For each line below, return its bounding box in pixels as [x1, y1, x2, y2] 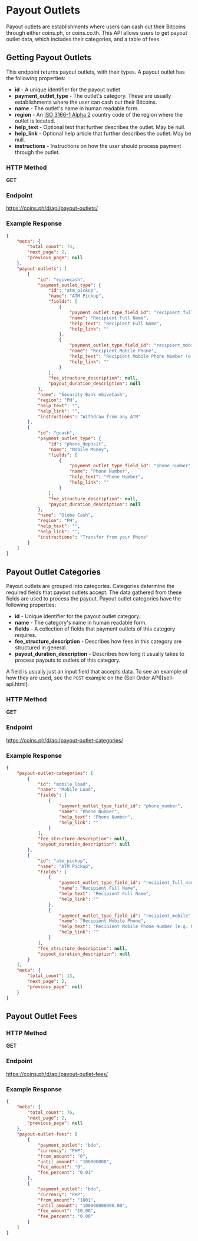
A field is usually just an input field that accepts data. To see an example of [6, 668, 188, 675]
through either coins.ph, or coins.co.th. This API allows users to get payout [6, 29, 187, 36]
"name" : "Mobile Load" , [37, 787, 96, 793]
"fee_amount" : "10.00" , [37, 1208, 96, 1214]
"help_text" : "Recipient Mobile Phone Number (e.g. [58, 923, 189, 930]
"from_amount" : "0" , [37, 1153, 88, 1159]
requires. [14, 632, 37, 639]
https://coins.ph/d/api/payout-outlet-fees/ [6, 1070, 108, 1077]
